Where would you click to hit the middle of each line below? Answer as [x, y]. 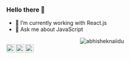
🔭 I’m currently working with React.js [61, 23]
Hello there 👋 [26, 10]
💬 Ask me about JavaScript [49, 29]
